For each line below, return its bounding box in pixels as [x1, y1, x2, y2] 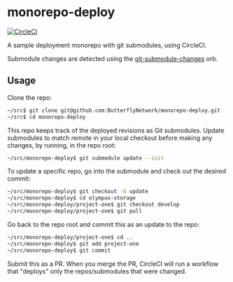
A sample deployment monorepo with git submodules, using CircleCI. [7, 41, 207, 49]
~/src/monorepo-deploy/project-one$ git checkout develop [7, 201, 180, 209]
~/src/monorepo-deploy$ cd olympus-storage [7, 195, 136, 202]
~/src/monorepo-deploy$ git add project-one [7, 240, 139, 247]
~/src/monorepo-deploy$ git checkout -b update [7, 188, 149, 195]
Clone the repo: [7, 93, 52, 101]
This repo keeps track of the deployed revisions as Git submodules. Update [7, 126, 225, 134]
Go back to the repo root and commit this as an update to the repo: [7, 220, 200, 228]
